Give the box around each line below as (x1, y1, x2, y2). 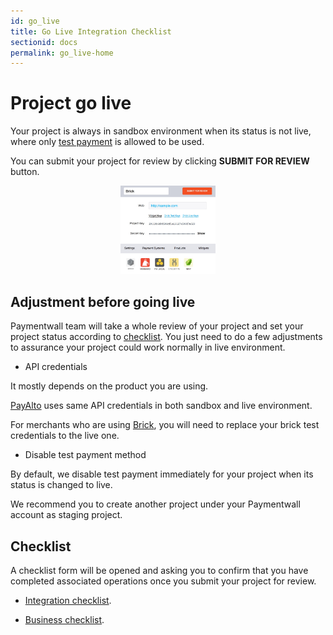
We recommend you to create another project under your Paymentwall (10, 498, 301, 510)
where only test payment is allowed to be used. (10, 136, 205, 148)
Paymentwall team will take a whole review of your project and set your (10, 320, 304, 332)
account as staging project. (10, 509, 123, 521)
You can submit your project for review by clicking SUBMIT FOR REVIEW (10, 155, 310, 167)
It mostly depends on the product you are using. (10, 380, 209, 392)
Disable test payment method (24, 449, 147, 461)
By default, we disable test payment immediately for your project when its (10, 468, 314, 480)
